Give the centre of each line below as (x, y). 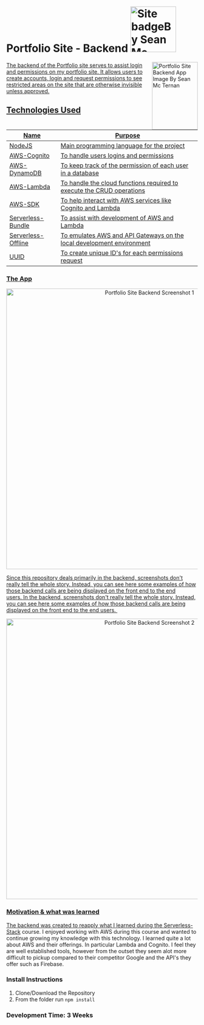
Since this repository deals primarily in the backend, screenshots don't (95, 578)
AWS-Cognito (29, 155)
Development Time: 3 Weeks (50, 1015)
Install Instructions (35, 979)
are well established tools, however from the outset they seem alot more (97, 951)
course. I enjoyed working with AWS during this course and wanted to (109, 931)
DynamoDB (25, 173)
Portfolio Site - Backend (67, 48)
